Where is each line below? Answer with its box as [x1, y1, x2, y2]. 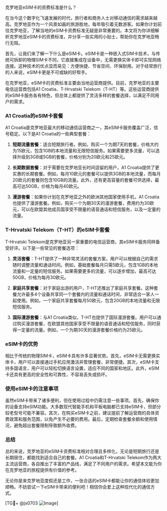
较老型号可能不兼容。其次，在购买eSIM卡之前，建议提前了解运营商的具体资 [5, 410, 160, 416]
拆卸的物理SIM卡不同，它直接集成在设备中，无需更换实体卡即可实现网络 [13, 57, 162, 62]
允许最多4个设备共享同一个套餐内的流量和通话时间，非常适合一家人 [16, 291, 155, 297]
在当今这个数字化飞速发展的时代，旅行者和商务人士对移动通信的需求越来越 [5, 15, 158, 21]
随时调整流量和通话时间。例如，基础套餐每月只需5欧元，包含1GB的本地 [12, 262, 158, 268]
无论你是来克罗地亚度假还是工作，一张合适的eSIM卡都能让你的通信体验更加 [5, 478, 160, 484]
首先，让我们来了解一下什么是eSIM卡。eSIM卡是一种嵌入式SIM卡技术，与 [5, 50, 156, 56]
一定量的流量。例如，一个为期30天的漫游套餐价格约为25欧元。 [16, 327, 146, 333]
